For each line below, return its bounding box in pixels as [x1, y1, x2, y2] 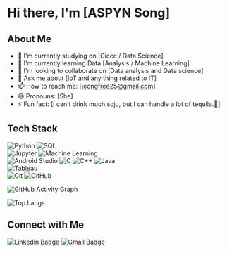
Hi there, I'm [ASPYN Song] [7, 5, 171, 21]
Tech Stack [7, 123, 58, 135]
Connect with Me [7, 219, 85, 231]
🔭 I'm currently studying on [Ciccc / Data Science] [17, 51, 164, 60]
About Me [7, 33, 51, 45]
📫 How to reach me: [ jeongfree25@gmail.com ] [17, 82, 156, 90]
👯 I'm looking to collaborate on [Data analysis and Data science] [17, 67, 204, 74]
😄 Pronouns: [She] [17, 92, 73, 100]
